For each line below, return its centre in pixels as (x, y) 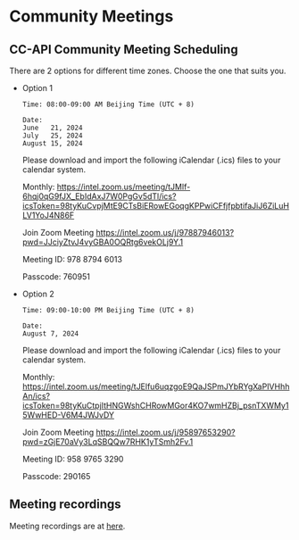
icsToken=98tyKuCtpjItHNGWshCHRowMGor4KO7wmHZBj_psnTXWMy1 (155, 405)
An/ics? (36, 396)
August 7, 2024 (50, 334)
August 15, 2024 (52, 144)
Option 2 (38, 294)
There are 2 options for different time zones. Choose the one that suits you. (148, 71)
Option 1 (37, 88)
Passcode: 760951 (56, 277)
